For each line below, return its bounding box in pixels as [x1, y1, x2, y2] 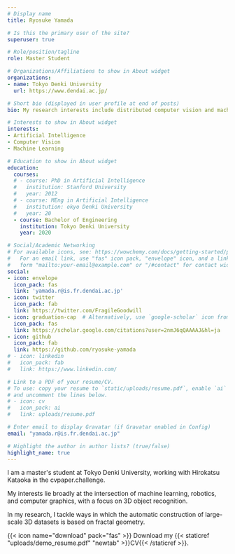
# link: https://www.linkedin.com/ [7, 366, 117, 373]
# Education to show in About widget [7, 158, 117, 165]
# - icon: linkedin [7, 353, 64, 360]
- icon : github [7, 333, 52, 340]
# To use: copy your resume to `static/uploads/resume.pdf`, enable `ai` [7, 385, 227, 392]
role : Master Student [7, 55, 71, 62]
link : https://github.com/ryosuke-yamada [13, 346, 136, 354]
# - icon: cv [7, 398, 45, 405]
